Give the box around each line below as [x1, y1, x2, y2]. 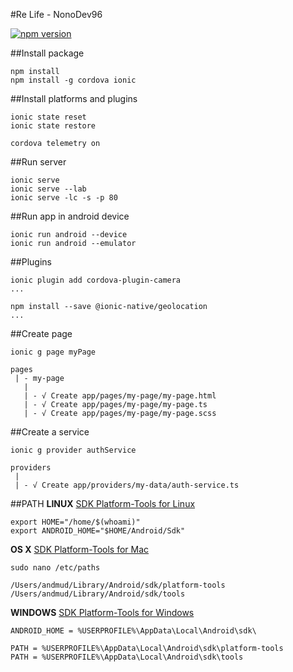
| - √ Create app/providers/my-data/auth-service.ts [14, 480, 240, 490]
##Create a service [10, 426, 90, 438]
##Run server [10, 156, 67, 168]
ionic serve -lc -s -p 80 [10, 193, 118, 203]
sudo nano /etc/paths [10, 563, 101, 573]
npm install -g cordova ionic [10, 75, 137, 85]
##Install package [10, 47, 85, 59]
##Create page [10, 328, 73, 339]
